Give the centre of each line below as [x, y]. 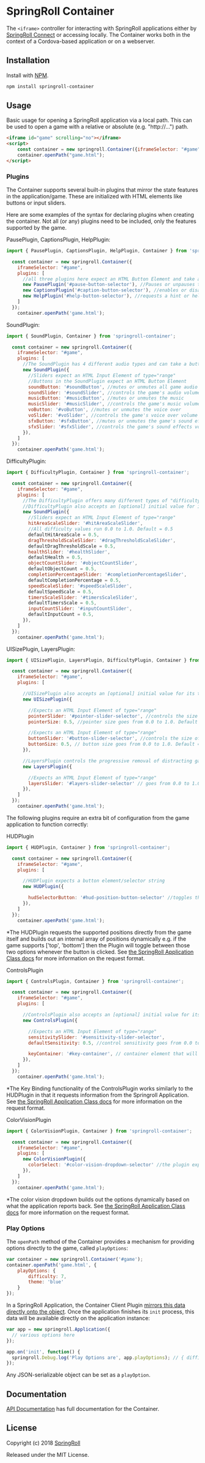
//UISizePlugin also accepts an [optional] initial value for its [109, 694]
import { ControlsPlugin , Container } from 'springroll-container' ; [95, 981]
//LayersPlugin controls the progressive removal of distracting [107, 761]
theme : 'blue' [46, 1282]
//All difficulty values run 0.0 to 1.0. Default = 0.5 [101, 529]
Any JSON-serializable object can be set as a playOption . [78, 1375]
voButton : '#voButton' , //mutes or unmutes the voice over [105, 410]
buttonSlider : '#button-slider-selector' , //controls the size [110, 739]
